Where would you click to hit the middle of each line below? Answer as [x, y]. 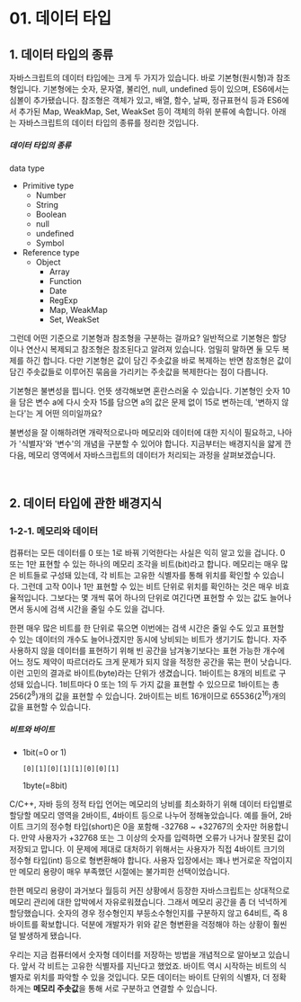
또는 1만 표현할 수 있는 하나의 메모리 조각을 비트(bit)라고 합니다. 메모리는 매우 [144, 564]
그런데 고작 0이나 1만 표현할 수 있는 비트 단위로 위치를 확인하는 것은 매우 [147, 586]
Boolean [51, 214]
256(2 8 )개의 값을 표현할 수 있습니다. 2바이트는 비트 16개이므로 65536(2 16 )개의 [148, 695]
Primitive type [48, 185]
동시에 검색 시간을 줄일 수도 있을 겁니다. [95, 609]
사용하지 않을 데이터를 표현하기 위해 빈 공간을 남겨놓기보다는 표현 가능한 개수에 [147, 650]
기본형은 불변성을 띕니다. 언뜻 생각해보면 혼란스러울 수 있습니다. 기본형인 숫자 [145, 390]
